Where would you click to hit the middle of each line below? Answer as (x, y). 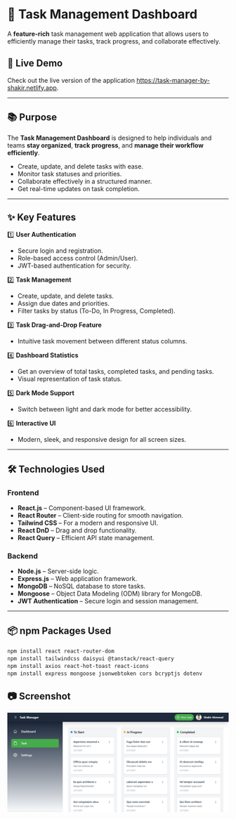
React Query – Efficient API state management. (86, 538)
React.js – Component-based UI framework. (81, 508)
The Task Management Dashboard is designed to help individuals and (110, 138)
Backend (23, 556)
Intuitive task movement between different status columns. (102, 341)
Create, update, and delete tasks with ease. (80, 166)
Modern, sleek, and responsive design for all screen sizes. (102, 440)
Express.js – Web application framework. (77, 579)
